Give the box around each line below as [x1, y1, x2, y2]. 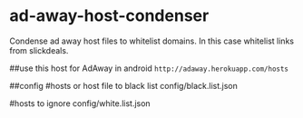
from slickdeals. [9, 44, 69, 55]
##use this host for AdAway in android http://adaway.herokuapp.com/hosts [9, 63, 288, 74]
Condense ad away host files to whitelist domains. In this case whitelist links [9, 35, 295, 46]
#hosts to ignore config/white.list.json [9, 97, 151, 109]
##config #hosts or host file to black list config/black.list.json [9, 80, 238, 91]
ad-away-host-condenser [9, 5, 210, 26]
